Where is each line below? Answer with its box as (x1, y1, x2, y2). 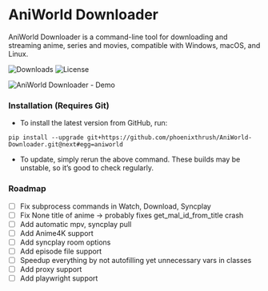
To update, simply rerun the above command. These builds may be (19, 154, 241, 165)
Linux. (8, 49, 29, 58)
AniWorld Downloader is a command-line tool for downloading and (8, 32, 228, 42)
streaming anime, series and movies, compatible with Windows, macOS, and (8, 40, 261, 50)
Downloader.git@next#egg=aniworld (8, 141, 124, 149)
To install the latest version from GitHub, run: (19, 118, 168, 128)
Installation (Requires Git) (8, 100, 110, 111)
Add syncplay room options (19, 237, 111, 247)
